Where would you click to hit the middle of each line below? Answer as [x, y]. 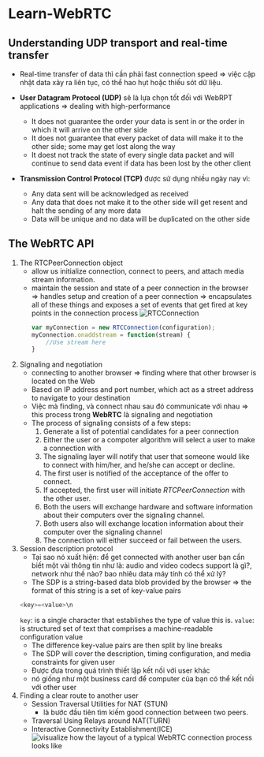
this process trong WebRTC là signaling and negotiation [122, 415]
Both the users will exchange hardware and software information [148, 507]
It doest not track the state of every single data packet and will [133, 155]
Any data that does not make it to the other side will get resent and [139, 202]
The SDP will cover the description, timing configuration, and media [141, 654]
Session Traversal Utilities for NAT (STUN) [100, 704]
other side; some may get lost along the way [103, 146]
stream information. [63, 279]
